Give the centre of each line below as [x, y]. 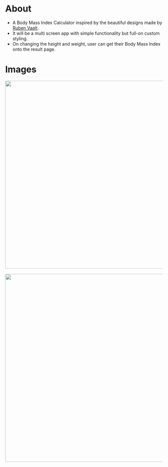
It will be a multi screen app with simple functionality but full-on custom [86, 33]
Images [21, 69]
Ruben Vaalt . [25, 28]
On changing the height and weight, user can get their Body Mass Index [86, 44]
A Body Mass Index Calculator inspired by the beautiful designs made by [87, 23]
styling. [20, 39]
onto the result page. [34, 49]
